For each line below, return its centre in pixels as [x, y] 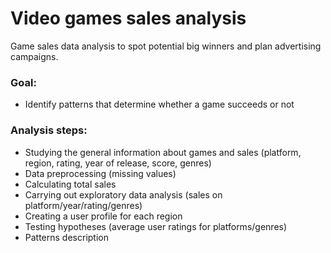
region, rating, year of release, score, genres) [118, 163]
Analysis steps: [49, 130]
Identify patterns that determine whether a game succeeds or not [159, 104]
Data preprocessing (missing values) [100, 173]
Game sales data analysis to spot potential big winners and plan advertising [166, 46]
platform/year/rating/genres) [83, 205]
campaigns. [34, 56]
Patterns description [67, 237]
